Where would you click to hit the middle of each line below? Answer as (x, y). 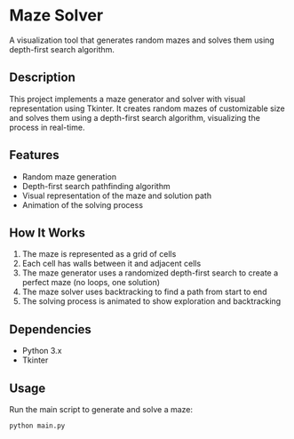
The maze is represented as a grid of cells (99, 254)
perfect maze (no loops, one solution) (91, 283)
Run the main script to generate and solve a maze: (101, 409)
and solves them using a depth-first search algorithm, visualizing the (135, 117)
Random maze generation (69, 176)
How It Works (48, 232)
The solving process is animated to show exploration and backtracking (151, 301)
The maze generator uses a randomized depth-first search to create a (150, 273)
